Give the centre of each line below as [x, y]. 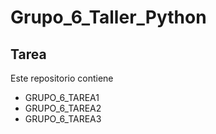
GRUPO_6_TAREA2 [63, 108]
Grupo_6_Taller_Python [108, 17]
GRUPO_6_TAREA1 [62, 97]
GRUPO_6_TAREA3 [63, 119]
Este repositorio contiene [62, 78]
